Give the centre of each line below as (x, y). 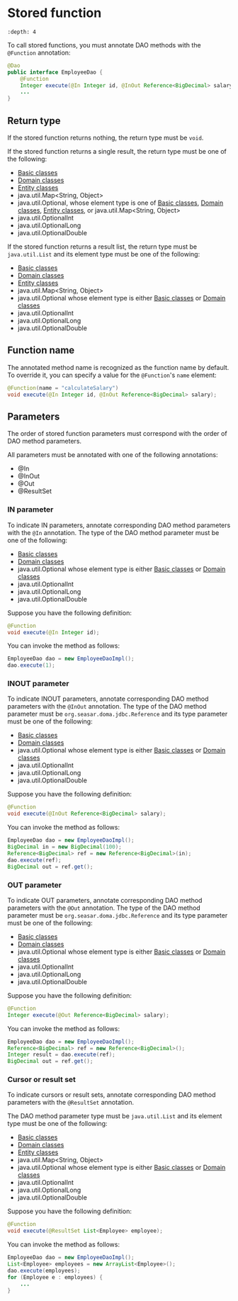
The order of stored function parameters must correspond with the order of (118, 434)
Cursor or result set (42, 1080)
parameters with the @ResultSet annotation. (71, 1103)
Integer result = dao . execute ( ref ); (61, 1055)
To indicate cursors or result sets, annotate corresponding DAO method (112, 1095)
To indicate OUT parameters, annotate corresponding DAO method (105, 900)
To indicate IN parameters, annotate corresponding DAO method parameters (119, 525)
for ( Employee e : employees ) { (55, 1277)
